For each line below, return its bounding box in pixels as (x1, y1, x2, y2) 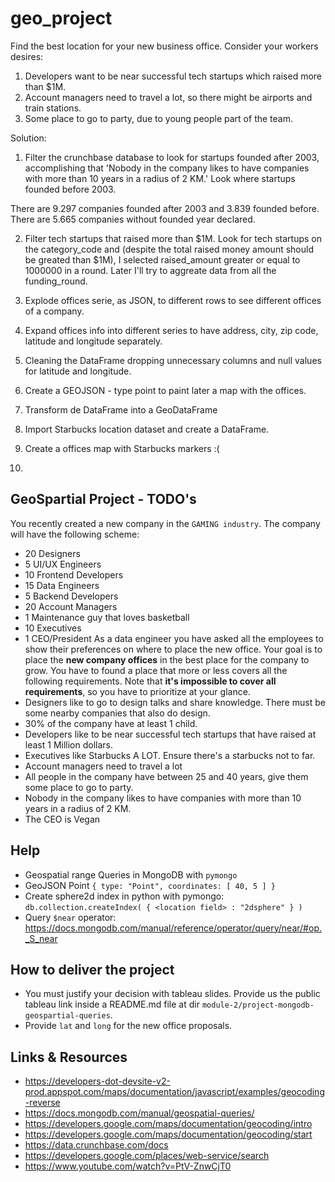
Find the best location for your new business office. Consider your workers (10, 40, 319, 52)
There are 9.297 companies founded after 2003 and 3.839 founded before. (10, 202, 320, 214)
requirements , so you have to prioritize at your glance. (24, 685, 251, 697)
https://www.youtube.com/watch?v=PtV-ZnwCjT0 (24, 1160, 232, 1172)
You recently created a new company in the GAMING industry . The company (10, 517, 321, 529)
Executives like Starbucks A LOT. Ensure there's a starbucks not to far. (24, 749, 316, 761)
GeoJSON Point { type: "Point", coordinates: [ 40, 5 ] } (24, 879, 276, 891)
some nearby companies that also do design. (24, 707, 211, 719)
